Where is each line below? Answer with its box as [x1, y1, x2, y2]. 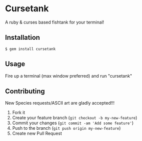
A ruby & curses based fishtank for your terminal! [5, 19, 104, 25]
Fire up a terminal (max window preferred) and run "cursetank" [5, 73, 132, 79]
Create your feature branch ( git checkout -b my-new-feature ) [12, 115, 138, 121]
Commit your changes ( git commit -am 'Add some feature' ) [12, 120, 134, 126]
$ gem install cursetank [5, 46, 56, 52]
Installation [5, 33, 40, 42]
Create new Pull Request [12, 131, 62, 137]
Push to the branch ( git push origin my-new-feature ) [12, 125, 121, 131]
